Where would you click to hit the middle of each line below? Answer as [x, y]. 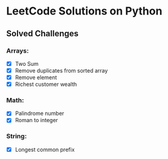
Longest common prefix [45, 149]
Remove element [36, 77]
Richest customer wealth [46, 84]
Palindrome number [40, 114]
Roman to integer [37, 120]
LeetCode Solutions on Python [84, 11]
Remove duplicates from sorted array [61, 70]
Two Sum [27, 63]
